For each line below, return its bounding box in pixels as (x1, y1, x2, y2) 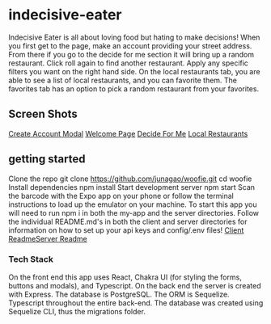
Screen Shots (8, 107, 78, 121)
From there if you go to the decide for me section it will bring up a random (8, 49, 255, 59)
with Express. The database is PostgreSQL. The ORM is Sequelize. (8, 289, 230, 299)
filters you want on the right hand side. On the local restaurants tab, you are (8, 66, 260, 76)
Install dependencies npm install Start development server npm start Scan (8, 182, 256, 191)
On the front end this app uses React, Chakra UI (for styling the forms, (8, 272, 243, 282)
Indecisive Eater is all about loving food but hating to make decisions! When (8, 32, 260, 42)
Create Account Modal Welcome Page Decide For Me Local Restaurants (8, 128, 248, 138)
